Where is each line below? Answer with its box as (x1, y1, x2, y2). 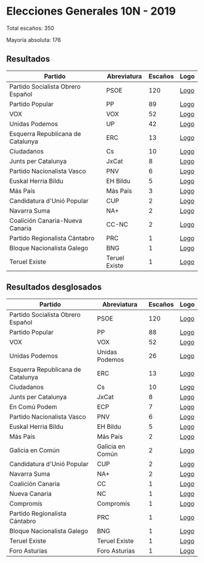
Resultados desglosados (6, 282, 102, 292)
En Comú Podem (9, 402, 58, 411)
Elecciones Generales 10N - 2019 (6, 4, 176, 18)
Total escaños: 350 (6, 24, 55, 32)
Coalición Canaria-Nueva (9, 216, 83, 225)
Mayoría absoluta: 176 (6, 36, 61, 43)
